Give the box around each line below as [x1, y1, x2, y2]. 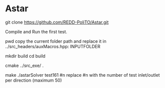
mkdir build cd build [5, 53, 46, 59]
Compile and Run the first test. [5, 29, 67, 34]
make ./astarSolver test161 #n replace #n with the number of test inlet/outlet [5, 72, 160, 78]
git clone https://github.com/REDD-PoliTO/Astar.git [5, 19, 109, 25]
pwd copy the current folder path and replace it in [5, 38, 107, 44]
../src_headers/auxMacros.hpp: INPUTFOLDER [5, 43, 101, 49]
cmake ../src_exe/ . [5, 62, 44, 68]
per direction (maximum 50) [5, 77, 62, 83]
